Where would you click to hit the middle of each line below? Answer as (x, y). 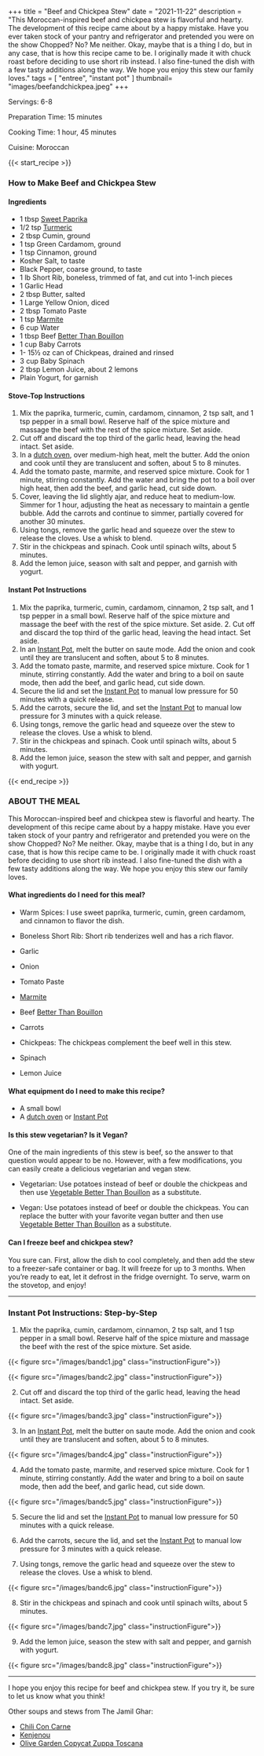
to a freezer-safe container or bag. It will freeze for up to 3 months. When (127, 1268)
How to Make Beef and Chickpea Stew (82, 182)
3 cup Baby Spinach (52, 361)
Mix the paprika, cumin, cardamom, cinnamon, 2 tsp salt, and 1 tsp (126, 1329)
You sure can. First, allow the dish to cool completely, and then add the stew (132, 1259)
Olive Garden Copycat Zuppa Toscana (81, 1743)
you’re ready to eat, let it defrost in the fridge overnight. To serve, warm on (129, 1277)
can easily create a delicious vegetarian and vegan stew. (99, 1169)
